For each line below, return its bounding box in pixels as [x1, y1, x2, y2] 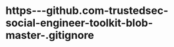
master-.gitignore [5, 29, 94, 42]
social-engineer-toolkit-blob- [5, 16, 153, 30]
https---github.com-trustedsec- [5, 4, 169, 17]
